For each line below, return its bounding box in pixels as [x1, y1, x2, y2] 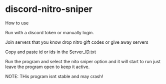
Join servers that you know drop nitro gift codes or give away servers [5, 39, 148, 45]
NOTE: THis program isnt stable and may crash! [5, 73, 103, 79]
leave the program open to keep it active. [5, 64, 90, 70]
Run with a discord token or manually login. [5, 29, 94, 35]
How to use [5, 20, 29, 26]
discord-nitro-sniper [5, 3, 92, 15]
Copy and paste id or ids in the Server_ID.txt [5, 49, 96, 55]
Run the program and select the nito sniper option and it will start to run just [5, 58, 161, 64]
